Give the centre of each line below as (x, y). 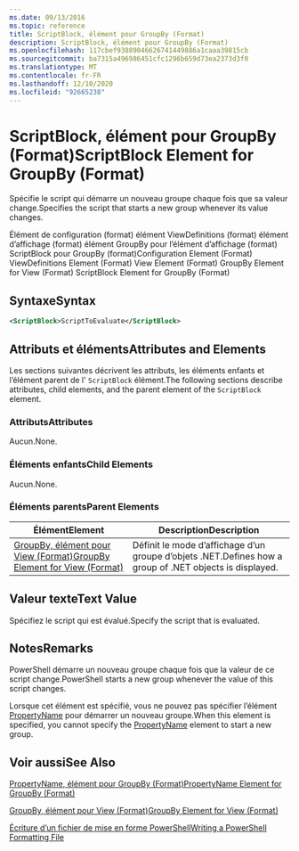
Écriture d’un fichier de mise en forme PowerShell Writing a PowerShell (138, 828)
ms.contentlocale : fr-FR (55, 76)
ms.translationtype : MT (53, 68)
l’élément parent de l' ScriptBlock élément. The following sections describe (146, 380)
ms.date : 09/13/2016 (48, 17)
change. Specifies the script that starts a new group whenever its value (139, 208)
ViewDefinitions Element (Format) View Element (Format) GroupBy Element (147, 263)
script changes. (38, 689)
